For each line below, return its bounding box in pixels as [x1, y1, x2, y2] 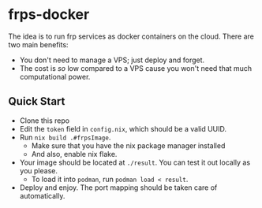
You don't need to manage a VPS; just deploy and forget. [19, 55, 205, 65]
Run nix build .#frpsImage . [19, 132, 111, 142]
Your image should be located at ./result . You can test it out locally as [19, 158, 251, 167]
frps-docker [8, 6, 90, 24]
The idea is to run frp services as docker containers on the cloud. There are [8, 32, 255, 41]
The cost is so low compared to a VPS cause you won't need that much [19, 63, 253, 72]
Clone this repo [19, 116, 69, 125]
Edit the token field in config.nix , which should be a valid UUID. [19, 124, 227, 133]
